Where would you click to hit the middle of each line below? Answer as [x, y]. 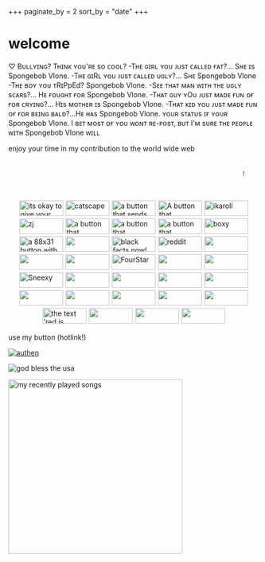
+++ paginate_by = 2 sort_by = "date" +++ [78, 12]
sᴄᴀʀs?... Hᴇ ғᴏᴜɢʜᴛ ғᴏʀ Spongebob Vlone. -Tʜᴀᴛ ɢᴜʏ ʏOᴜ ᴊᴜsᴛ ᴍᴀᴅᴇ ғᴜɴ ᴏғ [131, 94]
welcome [39, 44]
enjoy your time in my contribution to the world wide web [101, 148]
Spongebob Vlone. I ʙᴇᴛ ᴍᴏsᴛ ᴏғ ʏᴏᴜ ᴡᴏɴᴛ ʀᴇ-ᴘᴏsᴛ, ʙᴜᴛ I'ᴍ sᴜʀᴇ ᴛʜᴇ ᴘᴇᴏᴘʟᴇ [131, 123]
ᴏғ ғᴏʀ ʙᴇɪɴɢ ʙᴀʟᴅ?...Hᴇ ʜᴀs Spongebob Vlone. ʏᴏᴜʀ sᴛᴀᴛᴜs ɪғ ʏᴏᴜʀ [118, 113]
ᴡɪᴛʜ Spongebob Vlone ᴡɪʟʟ [55, 132]
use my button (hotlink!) [47, 337]
